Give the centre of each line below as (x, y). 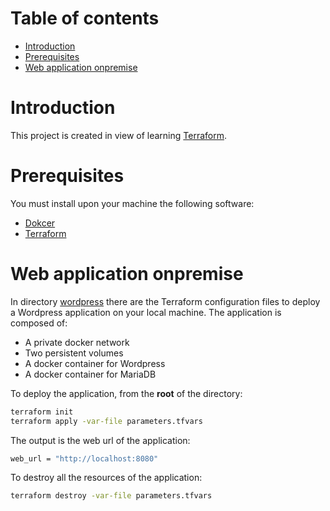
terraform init (42, 412)
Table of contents (85, 18)
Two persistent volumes (74, 353)
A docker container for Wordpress (95, 363)
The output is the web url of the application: (100, 440)
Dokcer (40, 223)
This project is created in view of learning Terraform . (119, 135)
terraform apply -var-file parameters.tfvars (106, 421)
